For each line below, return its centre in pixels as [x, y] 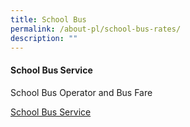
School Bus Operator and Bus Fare [81, 92]
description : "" [44, 38]
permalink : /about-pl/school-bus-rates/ [96, 29]
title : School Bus [48, 19]
